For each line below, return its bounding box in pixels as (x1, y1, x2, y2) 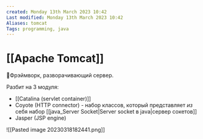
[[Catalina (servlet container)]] (15, 95, 92, 103)
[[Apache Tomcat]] (6, 52, 104, 65)
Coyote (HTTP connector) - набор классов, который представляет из (15, 102, 193, 109)
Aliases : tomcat (6, 20, 47, 26)
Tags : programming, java (6, 25, 69, 32)
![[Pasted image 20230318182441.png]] (6, 126, 105, 134)
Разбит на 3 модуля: (6, 83, 59, 91)
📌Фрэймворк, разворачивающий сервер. (6, 72, 114, 79)
